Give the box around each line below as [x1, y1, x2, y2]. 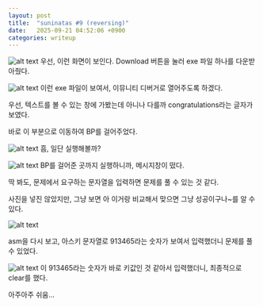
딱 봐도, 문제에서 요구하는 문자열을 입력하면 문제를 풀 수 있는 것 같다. [8, 178, 219, 187]
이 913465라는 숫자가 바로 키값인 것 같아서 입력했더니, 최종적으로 [40, 263, 242, 273]
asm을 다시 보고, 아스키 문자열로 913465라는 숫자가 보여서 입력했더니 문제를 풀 [8, 236, 253, 246]
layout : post [8, 11, 51, 20]
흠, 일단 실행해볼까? [40, 144, 101, 153]
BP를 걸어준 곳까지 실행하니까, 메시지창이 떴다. [40, 160, 185, 171]
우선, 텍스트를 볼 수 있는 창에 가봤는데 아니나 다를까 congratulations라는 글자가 [8, 100, 253, 109]
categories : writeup [8, 33, 77, 42]
